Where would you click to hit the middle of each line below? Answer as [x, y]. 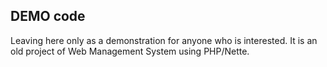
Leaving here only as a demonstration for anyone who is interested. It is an [164, 40]
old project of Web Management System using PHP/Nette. [130, 51]
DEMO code [48, 16]
